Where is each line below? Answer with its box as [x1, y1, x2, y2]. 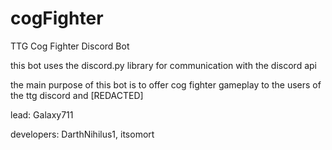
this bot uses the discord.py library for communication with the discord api [10, 59, 317, 71]
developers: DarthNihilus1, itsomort [10, 128, 155, 140]
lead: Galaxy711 [10, 108, 74, 121]
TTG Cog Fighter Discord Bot [10, 40, 130, 52]
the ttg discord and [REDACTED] [10, 89, 144, 101]
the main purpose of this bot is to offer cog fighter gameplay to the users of [10, 78, 322, 91]
